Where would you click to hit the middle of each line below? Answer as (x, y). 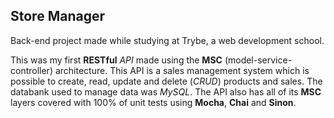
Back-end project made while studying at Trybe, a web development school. (167, 40)
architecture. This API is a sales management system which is (182, 70)
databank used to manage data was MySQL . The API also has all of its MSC (166, 91)
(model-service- (258, 60)
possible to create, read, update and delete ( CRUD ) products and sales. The (166, 81)
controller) (31, 70)
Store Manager (57, 16)
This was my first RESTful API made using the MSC (116, 60)
